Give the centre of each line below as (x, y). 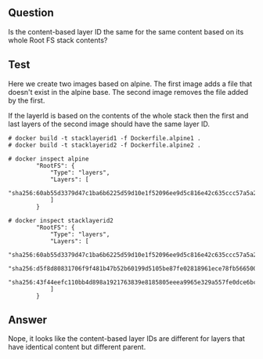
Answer (28, 320)
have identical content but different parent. (77, 347)
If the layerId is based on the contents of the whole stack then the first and (128, 115)
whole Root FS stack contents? (58, 40)
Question (31, 13)
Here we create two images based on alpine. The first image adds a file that (130, 83)
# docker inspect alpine (49, 159)
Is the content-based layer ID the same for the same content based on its (126, 31)
